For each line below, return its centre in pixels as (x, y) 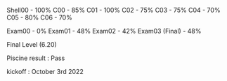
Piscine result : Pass (36, 58)
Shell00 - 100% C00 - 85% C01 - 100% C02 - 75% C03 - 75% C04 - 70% (113, 10)
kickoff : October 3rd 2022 (45, 72)
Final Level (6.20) (32, 44)
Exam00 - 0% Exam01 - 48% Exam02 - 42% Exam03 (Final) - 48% (104, 31)
